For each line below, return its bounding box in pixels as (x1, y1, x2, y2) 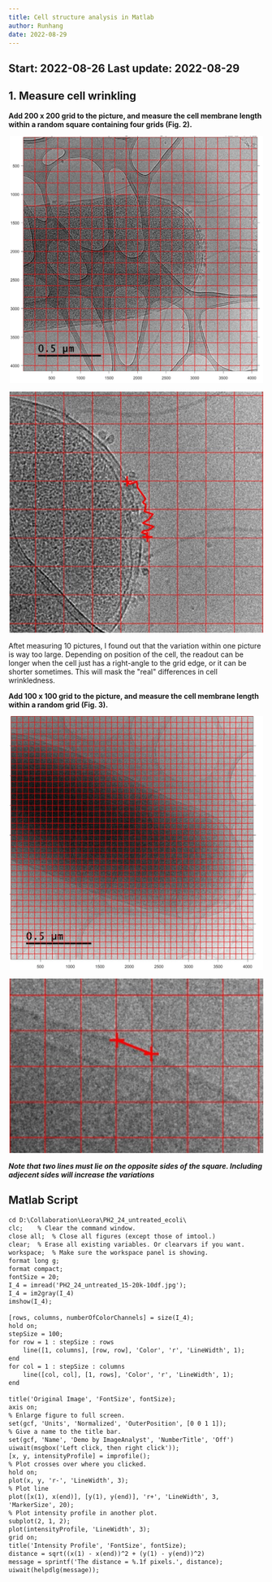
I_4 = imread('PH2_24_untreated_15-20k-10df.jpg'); (8, 1281, 187, 1289)
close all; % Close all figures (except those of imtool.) (8, 1232, 217, 1240)
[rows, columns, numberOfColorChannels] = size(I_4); (8, 1313, 195, 1322)
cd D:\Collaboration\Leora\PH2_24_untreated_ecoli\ (8, 1216, 187, 1224)
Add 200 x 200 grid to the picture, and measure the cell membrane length (8, 111, 262, 120)
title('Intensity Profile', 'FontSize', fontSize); (8, 1541, 187, 1549)
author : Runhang (8, 21, 63, 30)
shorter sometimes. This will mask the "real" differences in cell (8, 667, 218, 677)
